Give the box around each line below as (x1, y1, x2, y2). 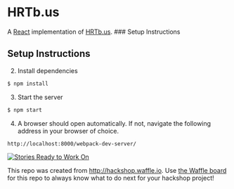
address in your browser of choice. (17, 126, 119, 135)
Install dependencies (17, 66, 79, 74)
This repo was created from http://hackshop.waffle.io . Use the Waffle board (7, 166, 227, 174)
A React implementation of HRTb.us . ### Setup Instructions (7, 27, 181, 36)
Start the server (17, 93, 63, 101)
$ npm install (7, 80, 49, 87)
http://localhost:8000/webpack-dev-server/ (7, 140, 137, 148)
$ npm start (7, 106, 42, 113)
